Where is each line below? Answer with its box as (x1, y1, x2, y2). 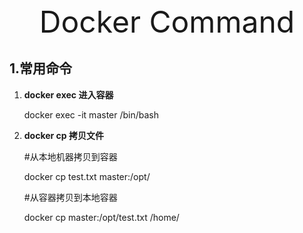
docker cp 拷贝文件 (23, 129, 104, 141)
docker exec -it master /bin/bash (23, 108, 160, 121)
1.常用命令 (9, 60, 73, 77)
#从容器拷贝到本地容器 (23, 191, 118, 203)
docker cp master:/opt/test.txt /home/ (23, 211, 180, 223)
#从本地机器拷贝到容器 (23, 150, 118, 162)
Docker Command (38, 3, 296, 41)
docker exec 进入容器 (23, 88, 114, 101)
